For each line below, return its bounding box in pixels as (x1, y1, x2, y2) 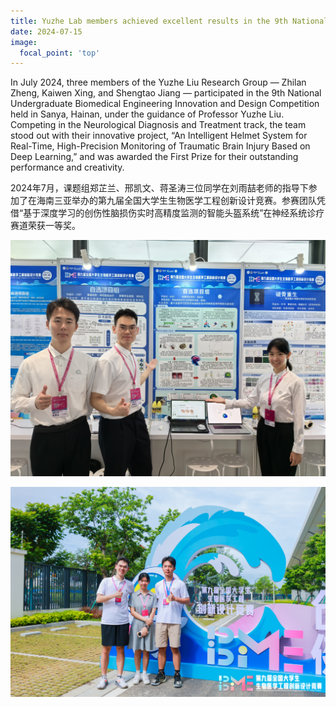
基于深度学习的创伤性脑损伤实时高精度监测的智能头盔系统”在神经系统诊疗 (23, 207, 325, 219)
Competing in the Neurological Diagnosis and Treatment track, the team (10, 119, 307, 131)
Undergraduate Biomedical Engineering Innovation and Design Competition (10, 98, 320, 110)
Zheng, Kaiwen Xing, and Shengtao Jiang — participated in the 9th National (10, 87, 322, 99)
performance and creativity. (10, 161, 125, 174)
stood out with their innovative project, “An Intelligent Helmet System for (10, 130, 308, 142)
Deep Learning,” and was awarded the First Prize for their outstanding (10, 151, 299, 163)
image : (10, 37, 38, 47)
